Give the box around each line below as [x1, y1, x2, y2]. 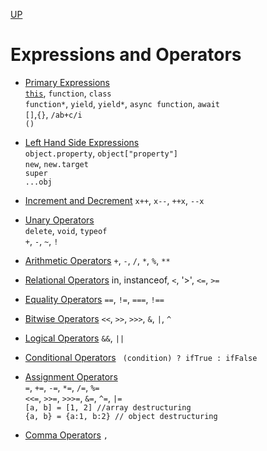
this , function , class [24, 87, 112, 99]
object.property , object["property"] [24, 147, 179, 159]
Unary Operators [24, 214, 95, 226]
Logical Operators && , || [24, 332, 125, 344]
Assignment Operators [24, 370, 118, 383]
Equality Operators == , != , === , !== [24, 293, 165, 305]
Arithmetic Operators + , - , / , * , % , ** [24, 254, 171, 266]
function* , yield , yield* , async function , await [24, 97, 220, 109]
